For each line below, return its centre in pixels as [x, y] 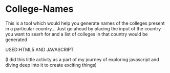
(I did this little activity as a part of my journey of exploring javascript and [82, 59]
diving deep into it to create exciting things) [51, 65]
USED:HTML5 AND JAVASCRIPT [40, 49]
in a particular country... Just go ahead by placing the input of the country [83, 28]
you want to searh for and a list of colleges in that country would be [77, 34]
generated [16, 40]
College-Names [39, 9]
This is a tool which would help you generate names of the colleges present [85, 23]
